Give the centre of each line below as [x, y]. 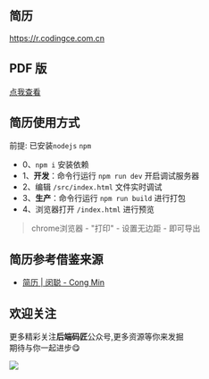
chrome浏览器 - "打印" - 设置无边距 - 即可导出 [116, 228]
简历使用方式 [45, 123]
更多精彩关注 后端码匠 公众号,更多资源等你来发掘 [97, 337]
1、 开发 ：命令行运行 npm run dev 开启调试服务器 [111, 176]
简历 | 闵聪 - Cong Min [63, 282]
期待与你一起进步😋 [45, 348]
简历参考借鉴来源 [56, 259]
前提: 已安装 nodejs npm [50, 146]
